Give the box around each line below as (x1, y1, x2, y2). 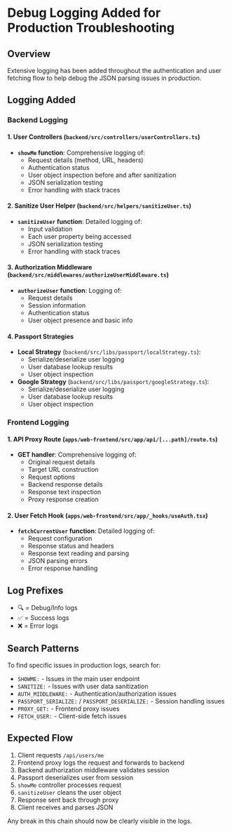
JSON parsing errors (27, 557, 88, 565)
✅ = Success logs (17, 614, 69, 622)
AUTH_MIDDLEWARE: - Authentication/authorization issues (17, 689, 177, 698)
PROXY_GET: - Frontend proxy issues (17, 704, 120, 713)
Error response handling (27, 564, 98, 573)
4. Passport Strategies (7, 332, 74, 341)
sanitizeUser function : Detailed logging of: (17, 217, 142, 225)
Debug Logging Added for (7, 5, 161, 21)
